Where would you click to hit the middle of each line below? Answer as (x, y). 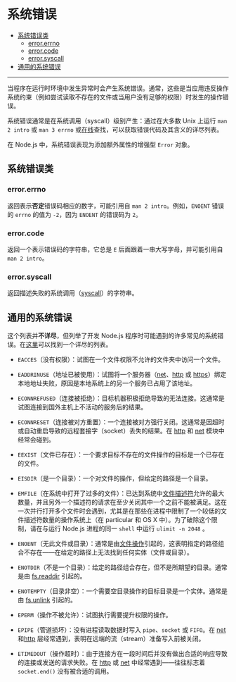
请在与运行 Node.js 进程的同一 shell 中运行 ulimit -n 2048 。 (119, 528)
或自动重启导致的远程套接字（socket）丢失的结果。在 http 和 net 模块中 (121, 431)
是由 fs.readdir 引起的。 (52, 576)
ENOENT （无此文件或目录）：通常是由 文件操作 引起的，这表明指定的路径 (118, 544)
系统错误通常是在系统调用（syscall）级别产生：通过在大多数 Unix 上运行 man (117, 120)
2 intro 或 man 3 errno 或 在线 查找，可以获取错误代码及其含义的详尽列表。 (115, 129)
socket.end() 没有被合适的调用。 (65, 671)
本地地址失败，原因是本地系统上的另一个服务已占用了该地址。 (107, 383)
